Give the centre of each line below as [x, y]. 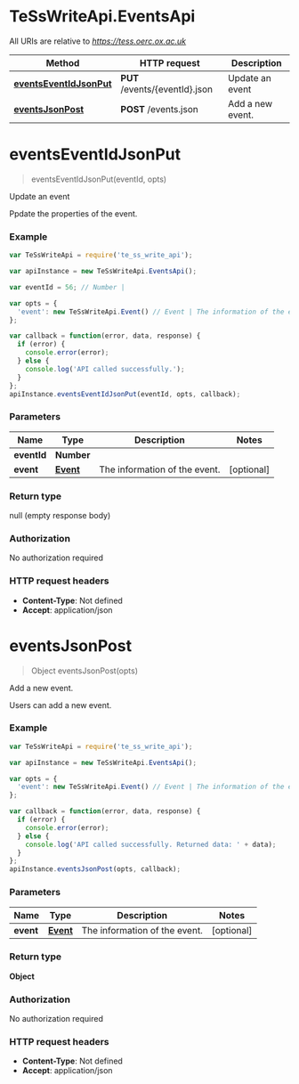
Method [63, 62]
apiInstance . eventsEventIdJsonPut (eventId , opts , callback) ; [125, 394]
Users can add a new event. [61, 705]
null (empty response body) [60, 516]
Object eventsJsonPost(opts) [85, 671]
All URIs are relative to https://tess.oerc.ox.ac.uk [98, 41]
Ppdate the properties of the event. [73, 213]
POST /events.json [159, 109]
